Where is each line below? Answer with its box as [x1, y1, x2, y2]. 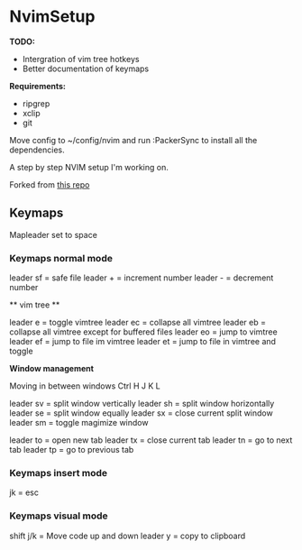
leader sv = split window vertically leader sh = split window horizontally [9, 399, 275, 409]
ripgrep [22, 97, 50, 109]
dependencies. [9, 144, 65, 155]
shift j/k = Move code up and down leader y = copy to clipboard [9, 530, 246, 541]
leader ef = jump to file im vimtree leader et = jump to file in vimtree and [9, 336, 277, 347]
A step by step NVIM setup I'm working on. [9, 161, 169, 172]
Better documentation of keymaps [22, 63, 150, 74]
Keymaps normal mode [9, 252, 113, 264]
